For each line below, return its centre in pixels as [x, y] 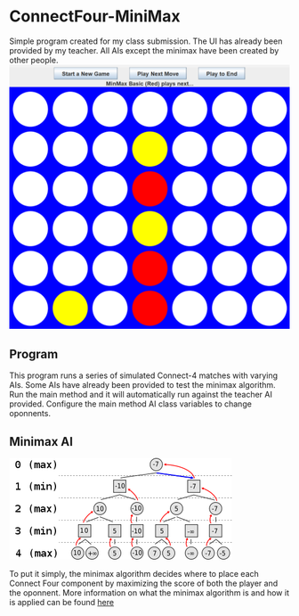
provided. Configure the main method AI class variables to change [130, 404]
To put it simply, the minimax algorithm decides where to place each [134, 574]
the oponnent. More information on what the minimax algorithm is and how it [149, 593]
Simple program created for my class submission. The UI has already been [146, 41]
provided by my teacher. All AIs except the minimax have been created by [144, 50]
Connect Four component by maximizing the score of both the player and [144, 583]
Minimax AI [41, 442]
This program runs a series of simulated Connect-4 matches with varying [144, 375]
